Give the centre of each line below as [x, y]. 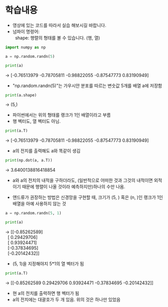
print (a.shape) [21, 95]
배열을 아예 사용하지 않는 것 [39, 204]
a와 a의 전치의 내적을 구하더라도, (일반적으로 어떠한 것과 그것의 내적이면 [82, 180]
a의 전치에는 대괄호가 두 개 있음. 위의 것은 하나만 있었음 [66, 299]
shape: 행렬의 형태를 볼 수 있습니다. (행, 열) [57, 38]
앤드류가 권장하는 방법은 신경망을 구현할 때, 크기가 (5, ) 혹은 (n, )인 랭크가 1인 [88, 197]
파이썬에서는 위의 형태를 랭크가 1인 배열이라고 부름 [62, 115]
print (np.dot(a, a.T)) [29, 161]
